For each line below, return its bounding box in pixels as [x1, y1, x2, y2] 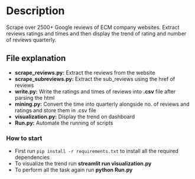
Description [6, 4, 65, 18]
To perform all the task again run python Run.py [14, 167, 133, 174]
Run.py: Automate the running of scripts [14, 119, 113, 126]
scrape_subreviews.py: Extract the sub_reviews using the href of [14, 75, 175, 82]
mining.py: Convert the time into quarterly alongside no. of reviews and [14, 100, 190, 108]
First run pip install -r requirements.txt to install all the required [14, 148, 179, 155]
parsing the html [14, 94, 55, 101]
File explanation [6, 53, 66, 63]
